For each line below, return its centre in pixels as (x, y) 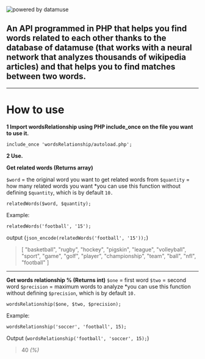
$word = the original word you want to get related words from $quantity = (98, 179)
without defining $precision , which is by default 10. (71, 293)
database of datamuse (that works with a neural (99, 48)
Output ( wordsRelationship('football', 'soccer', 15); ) (78, 338)
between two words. (46, 76)
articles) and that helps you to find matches (91, 67)
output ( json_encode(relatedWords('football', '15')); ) (77, 237)
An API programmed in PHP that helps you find (97, 28)
